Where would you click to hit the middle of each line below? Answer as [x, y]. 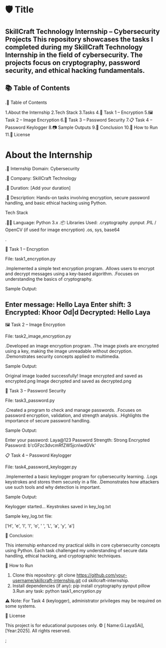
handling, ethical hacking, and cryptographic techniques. [63, 556]
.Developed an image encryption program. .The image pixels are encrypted [82, 346]
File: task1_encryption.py [31, 259]
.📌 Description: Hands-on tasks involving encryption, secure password [78, 198]
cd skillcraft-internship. [105, 581]
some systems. [21, 606]
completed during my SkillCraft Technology [74, 47]
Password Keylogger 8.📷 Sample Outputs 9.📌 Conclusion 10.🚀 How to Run [82, 127]
